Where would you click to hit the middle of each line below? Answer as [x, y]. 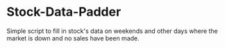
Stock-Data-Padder [64, 12]
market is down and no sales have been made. [73, 38]
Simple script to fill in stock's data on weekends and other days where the [112, 31]
